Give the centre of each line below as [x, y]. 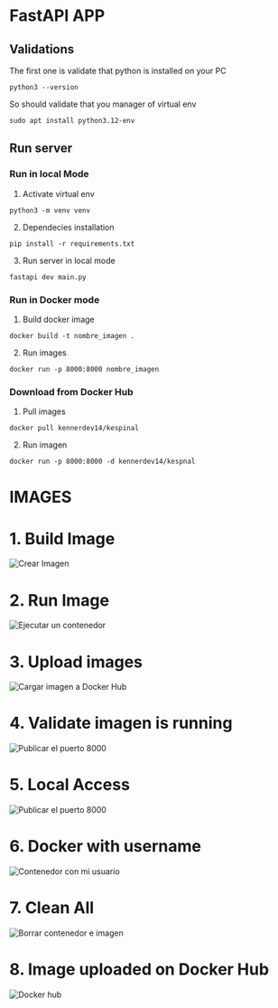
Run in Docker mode [55, 299]
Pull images [44, 411]
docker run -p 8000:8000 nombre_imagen [84, 369]
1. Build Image [62, 538]
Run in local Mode [49, 174]
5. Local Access [70, 785]
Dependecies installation [68, 227]
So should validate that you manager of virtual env [103, 104]
